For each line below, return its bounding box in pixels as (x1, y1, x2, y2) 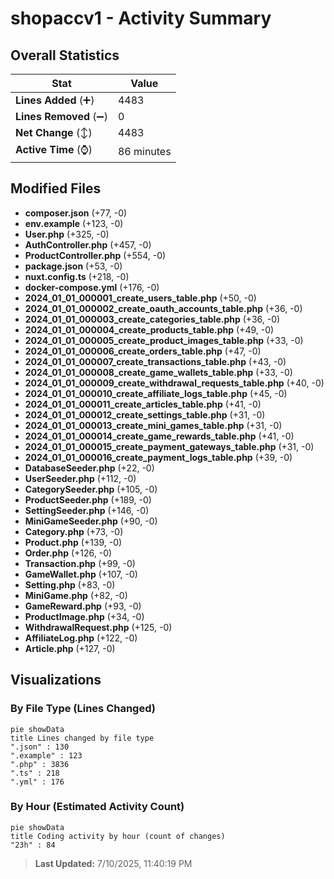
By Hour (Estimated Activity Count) (10, 800, 185, 814)
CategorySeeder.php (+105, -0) (24, 483, 158, 495)
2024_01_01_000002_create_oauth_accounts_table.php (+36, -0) (24, 302, 303, 314)
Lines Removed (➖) (15, 110, 108, 123)
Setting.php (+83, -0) (24, 578, 116, 591)
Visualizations (10, 672, 102, 689)
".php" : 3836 (10, 759, 70, 769)
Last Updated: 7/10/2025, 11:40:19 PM (34, 857, 193, 869)
